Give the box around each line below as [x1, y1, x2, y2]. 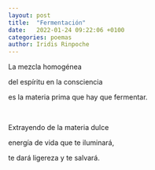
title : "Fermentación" [8, 19, 87, 27]
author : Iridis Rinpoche [8, 41, 90, 49]
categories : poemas [8, 33, 72, 42]
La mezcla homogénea [8, 62, 83, 71]
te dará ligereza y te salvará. [8, 154, 100, 163]
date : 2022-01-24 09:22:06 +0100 [8, 26, 125, 34]
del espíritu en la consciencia [8, 78, 103, 87]
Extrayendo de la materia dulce [8, 123, 109, 132]
